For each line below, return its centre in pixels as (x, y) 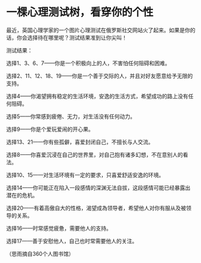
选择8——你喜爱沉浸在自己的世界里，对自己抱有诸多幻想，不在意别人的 (94, 154)
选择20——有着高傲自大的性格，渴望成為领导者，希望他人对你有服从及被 (96, 208)
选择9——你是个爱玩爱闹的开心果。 (50, 129)
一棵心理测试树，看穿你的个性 (80, 12)
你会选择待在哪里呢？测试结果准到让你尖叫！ (72, 37)
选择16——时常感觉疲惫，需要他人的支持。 (59, 228)
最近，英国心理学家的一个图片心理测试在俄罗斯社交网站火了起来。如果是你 (98, 30)
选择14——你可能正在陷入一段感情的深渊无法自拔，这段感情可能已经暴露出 (98, 187)
